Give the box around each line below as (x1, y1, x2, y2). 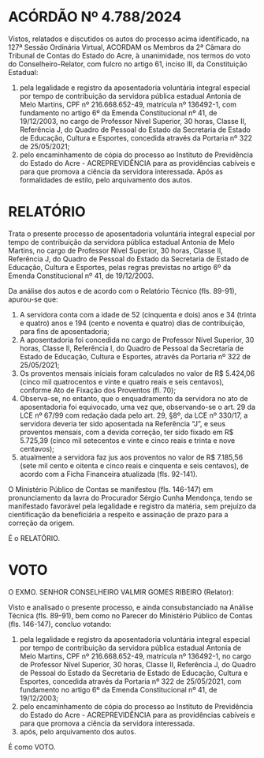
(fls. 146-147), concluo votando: (8, 619, 112, 629)
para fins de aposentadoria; (19, 326, 110, 336)
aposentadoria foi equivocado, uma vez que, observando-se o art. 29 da (19, 402, 256, 411)
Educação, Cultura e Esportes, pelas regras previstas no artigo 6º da (8, 262, 232, 272)
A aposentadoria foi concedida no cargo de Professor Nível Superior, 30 (19, 335, 255, 344)
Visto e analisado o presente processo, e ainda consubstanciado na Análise (8, 602, 254, 612)
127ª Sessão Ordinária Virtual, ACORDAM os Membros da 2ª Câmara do (8, 42, 242, 51)
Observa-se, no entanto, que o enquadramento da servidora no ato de (19, 393, 248, 403)
